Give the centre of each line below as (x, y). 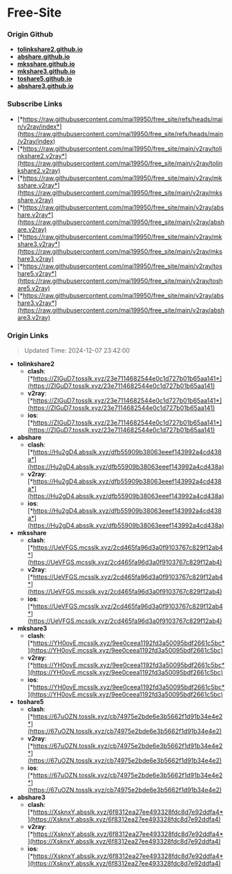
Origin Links (28, 335)
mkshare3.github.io (46, 71)
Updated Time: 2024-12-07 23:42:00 (77, 351)
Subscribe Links (35, 104)
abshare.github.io (43, 57)
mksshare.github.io (46, 64)
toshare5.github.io (45, 79)
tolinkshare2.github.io (50, 49)
